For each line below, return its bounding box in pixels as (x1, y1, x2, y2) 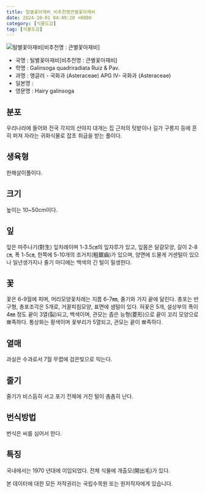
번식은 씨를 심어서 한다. (6, 429, 62, 437)
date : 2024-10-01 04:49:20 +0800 (6, 15, 92, 21)
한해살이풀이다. (6, 169, 43, 176)
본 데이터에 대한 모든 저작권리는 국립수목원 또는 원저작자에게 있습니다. (6, 480, 173, 487)
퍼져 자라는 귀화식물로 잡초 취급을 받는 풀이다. (12, 132, 122, 140)
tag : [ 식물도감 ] (6, 26, 43, 32)
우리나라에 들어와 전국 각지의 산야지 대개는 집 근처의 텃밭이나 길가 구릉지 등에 (6, 124, 191, 132)
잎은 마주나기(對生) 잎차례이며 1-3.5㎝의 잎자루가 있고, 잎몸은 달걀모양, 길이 (6, 243, 187, 250)
